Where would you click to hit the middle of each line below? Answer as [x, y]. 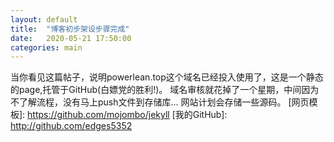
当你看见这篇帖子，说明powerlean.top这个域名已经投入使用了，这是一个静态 [167, 77]
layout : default [44, 19]
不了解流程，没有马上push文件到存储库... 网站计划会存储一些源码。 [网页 [160, 102]
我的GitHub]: [201, 115]
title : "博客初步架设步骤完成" [70, 29]
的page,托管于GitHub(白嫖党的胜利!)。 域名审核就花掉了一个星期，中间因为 [165, 90]
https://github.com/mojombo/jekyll [98, 115]
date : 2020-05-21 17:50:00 [71, 38]
